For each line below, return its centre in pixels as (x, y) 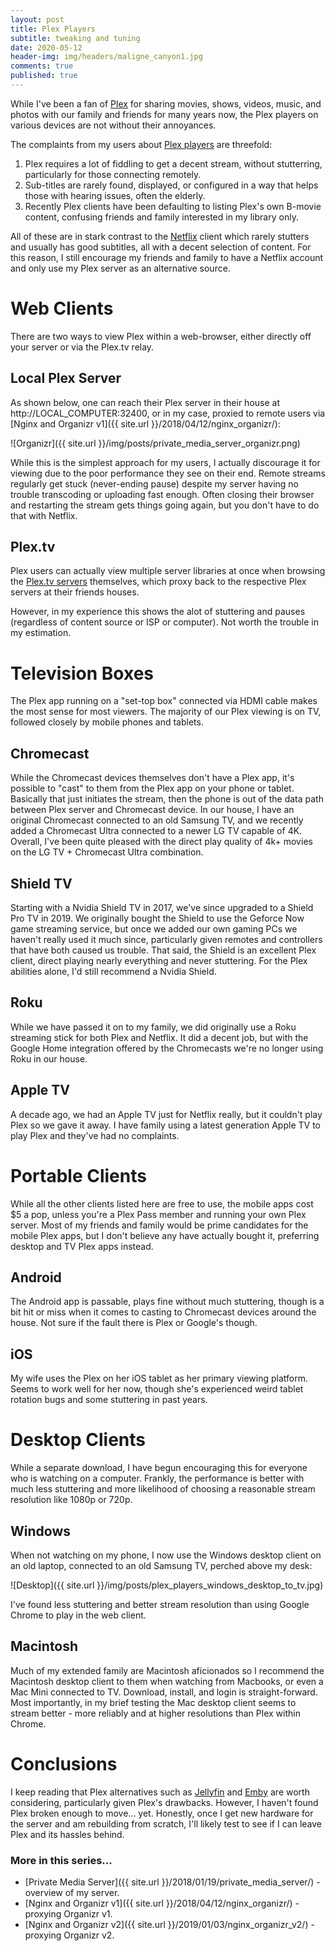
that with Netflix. (44, 515)
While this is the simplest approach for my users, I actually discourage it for (165, 462)
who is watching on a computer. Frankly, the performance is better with (157, 1478)
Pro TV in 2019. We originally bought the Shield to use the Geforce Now (157, 918)
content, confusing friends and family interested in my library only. (161, 217)
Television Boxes (82, 673)
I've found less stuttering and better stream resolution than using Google (160, 1604)
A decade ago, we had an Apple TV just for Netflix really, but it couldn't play (166, 1114)
